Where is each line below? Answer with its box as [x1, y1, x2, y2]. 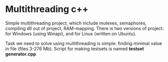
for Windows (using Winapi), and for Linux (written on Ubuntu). [5, 30, 137, 36]
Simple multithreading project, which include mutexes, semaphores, [5, 20, 147, 26]
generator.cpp [5, 51, 36, 57]
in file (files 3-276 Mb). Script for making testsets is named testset [5, 45, 144, 51]
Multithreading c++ [5, 3, 89, 15]
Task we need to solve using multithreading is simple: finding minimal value [5, 40, 162, 46]
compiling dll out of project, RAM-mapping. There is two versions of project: [5, 25, 164, 31]
